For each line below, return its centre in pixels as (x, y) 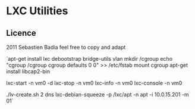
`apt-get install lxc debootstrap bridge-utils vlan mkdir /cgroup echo (89, 59)
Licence (21, 33)
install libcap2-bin (28, 71)
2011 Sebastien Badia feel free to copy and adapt (66, 47)
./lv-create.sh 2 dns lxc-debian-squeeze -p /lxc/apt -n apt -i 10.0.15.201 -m (97, 94)
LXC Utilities (37, 11)
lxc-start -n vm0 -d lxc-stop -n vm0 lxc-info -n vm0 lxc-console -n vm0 (94, 83)
